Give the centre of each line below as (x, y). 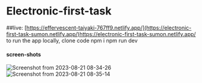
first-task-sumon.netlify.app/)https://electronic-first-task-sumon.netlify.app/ (101, 34)
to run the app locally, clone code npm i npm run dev (72, 40)
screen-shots (24, 54)
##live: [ (17, 28)
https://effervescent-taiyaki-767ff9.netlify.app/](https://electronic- (109, 28)
